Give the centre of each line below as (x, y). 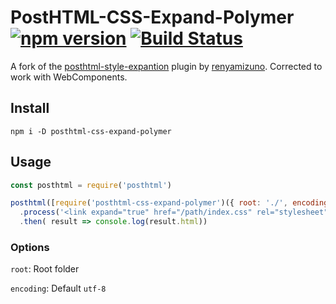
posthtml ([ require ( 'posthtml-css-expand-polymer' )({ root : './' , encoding (169, 203)
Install (30, 108)
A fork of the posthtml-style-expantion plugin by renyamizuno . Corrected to (166, 66)
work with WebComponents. (69, 77)
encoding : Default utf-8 (58, 288)
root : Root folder (45, 269)
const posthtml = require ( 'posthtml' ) (91, 185)
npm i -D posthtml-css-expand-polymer (91, 131)
